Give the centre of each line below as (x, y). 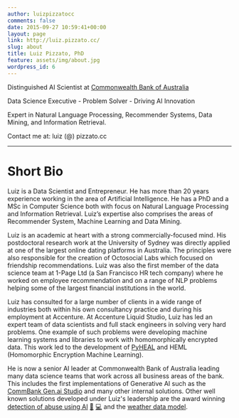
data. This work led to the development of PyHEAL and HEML (97, 347)
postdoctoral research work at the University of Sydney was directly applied (119, 242)
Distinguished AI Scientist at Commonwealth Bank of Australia (98, 87)
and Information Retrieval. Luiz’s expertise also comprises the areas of (110, 213)
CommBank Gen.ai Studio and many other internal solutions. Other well (111, 391)
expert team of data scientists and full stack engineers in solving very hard (117, 324)
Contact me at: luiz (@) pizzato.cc (57, 136)
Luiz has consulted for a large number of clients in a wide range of (105, 301)
